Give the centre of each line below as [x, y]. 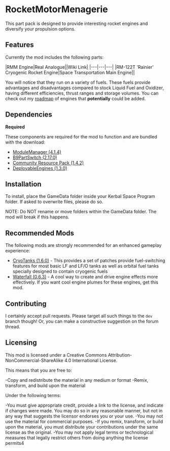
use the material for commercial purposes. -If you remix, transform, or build [84, 421]
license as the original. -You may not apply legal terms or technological [79, 432]
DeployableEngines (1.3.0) [40, 168]
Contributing [26, 304]
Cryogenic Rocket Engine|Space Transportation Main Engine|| [70, 72]
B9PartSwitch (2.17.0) [35, 157]
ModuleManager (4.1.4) [37, 152]
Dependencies [29, 115]
